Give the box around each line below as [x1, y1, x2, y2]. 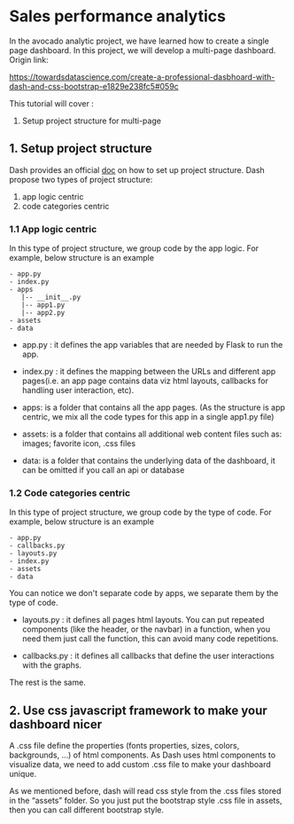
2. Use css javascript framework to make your [9, 702, 267, 718]
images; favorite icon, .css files [21, 438, 135, 449]
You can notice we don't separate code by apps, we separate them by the [9, 588, 279, 599]
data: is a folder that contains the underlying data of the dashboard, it [21, 455, 276, 467]
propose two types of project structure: [9, 174, 153, 184]
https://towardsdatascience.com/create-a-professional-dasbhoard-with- [9, 71, 275, 82]
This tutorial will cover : [9, 98, 95, 108]
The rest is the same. [9, 677, 86, 688]
